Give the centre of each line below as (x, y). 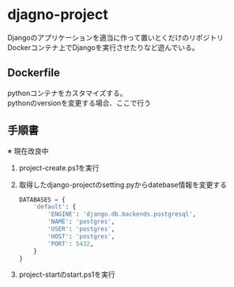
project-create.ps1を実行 (59, 167)
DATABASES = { (42, 200)
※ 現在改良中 (28, 151)
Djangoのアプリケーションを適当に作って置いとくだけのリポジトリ (116, 37)
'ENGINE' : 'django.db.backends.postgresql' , (122, 214)
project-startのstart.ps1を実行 (67, 274)
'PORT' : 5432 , (71, 243)
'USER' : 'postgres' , (81, 229)
